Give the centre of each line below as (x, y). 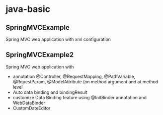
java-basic (28, 9)
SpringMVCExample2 (40, 55)
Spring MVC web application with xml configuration (58, 39)
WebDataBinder (29, 103)
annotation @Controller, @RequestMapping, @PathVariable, (74, 76)
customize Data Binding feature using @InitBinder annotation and (80, 97)
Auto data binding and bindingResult (50, 92)
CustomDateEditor (32, 108)
